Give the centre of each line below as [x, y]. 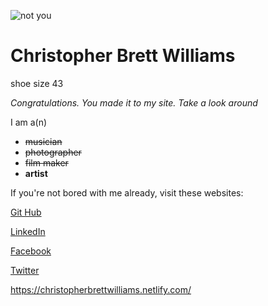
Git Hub [26, 212]
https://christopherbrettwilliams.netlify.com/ [101, 289]
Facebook [31, 251]
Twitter [25, 270]
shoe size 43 [37, 83]
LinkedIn [28, 231]
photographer [53, 152]
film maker [46, 162]
